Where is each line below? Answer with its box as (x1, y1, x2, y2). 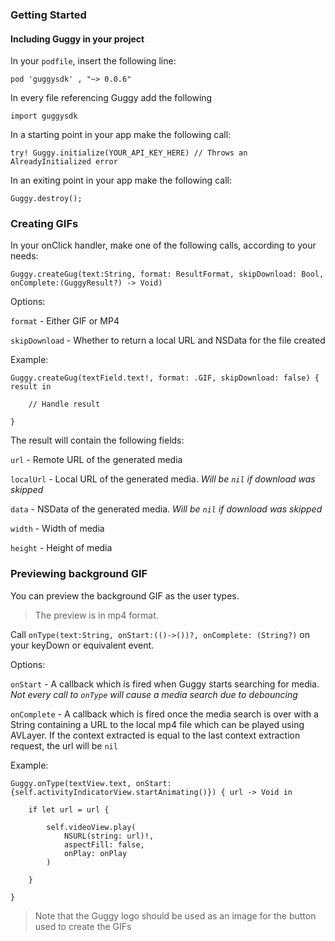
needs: (10, 250, 39, 262)
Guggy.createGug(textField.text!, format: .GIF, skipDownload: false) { (10, 373, 320, 383)
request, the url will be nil (10, 739, 118, 752)
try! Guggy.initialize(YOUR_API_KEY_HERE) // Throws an (10, 148, 248, 158)
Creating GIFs (10, 217, 79, 231)
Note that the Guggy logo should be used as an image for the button (34, 909, 317, 922)
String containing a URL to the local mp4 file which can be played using (10, 718, 305, 730)
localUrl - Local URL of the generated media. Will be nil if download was (10, 473, 316, 485)
